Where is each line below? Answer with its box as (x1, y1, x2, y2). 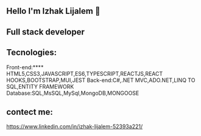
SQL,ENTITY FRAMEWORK (6, 83, 74, 90)
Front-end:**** (6, 63, 44, 70)
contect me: (6, 107, 54, 117)
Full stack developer (6, 27, 85, 37)
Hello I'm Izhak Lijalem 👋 (6, 6, 100, 16)
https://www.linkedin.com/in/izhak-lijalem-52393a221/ (6, 123, 143, 131)
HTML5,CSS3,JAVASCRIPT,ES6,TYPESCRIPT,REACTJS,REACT (6, 70, 163, 77)
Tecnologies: (6, 47, 57, 58)
